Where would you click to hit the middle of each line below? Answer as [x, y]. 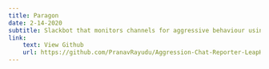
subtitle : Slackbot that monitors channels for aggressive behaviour [127, 30]
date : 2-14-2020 [35, 23]
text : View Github [53, 45]
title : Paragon [34, 15]
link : [17, 38]
